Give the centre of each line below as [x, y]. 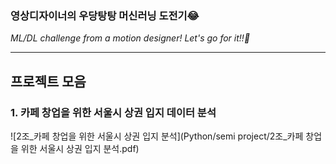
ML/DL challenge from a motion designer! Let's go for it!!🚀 [130, 38]
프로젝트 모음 [48, 81]
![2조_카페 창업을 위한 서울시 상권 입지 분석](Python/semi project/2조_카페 [157, 136]
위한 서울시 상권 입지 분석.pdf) [80, 148]
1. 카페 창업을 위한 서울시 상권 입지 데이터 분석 [113, 112]
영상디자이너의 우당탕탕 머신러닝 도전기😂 [105, 15]
